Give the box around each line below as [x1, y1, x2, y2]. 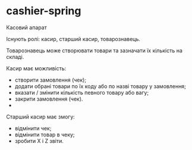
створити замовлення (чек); [14, 76, 87, 83]
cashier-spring [6, 4, 81, 18]
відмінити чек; [14, 124, 52, 132]
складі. [6, 53, 24, 60]
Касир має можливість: [6, 64, 67, 72]
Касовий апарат [6, 24, 48, 31]
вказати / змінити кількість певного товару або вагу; [14, 89, 149, 96]
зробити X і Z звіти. [14, 137, 64, 144]
